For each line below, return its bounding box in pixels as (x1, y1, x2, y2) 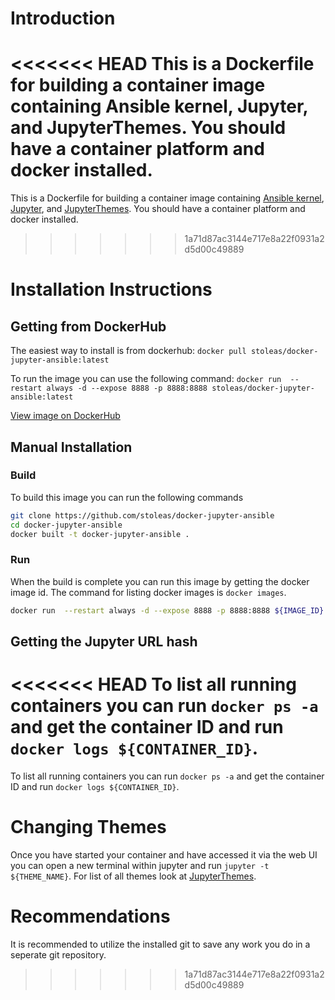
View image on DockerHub (10, 410, 121, 422)
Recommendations (10, 905, 171, 928)
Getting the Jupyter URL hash (10, 633, 198, 650)
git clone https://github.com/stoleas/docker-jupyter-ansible (10, 510, 275, 521)
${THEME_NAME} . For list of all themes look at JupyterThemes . (10, 870, 257, 882)
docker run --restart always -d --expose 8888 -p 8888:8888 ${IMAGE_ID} (10, 605, 325, 616)
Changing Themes (10, 816, 167, 839)
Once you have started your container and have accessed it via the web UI (10, 848, 318, 861)
